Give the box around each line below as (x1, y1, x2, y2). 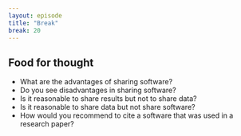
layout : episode (8, 11, 62, 20)
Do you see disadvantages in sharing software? (19, 85, 177, 95)
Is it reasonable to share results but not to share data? (19, 94, 197, 103)
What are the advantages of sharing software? (19, 77, 173, 87)
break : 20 (8, 26, 41, 34)
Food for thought (8, 56, 94, 69)
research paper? (19, 119, 74, 129)
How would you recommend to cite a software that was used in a (19, 111, 234, 120)
